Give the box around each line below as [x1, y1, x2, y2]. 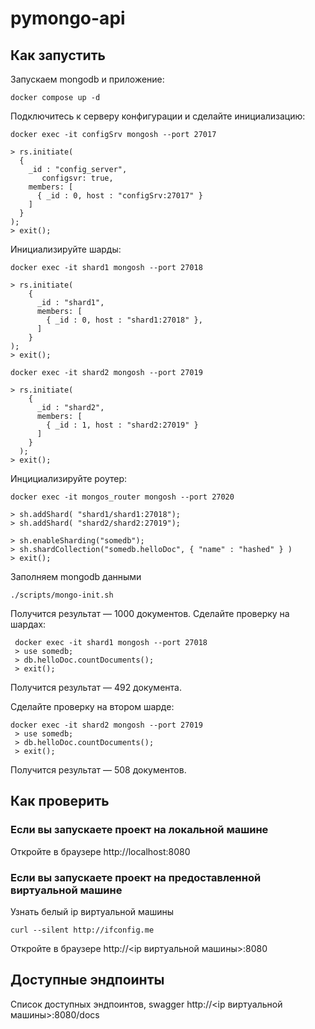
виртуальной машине [10, 883, 123, 897]
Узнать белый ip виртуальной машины [10, 905, 175, 917]
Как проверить [10, 793, 110, 810]
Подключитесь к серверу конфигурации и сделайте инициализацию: [10, 110, 306, 122]
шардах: [10, 618, 47, 630]
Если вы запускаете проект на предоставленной [10, 870, 262, 884]
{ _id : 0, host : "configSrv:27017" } [36, 191, 203, 201]
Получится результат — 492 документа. [10, 682, 182, 693]
